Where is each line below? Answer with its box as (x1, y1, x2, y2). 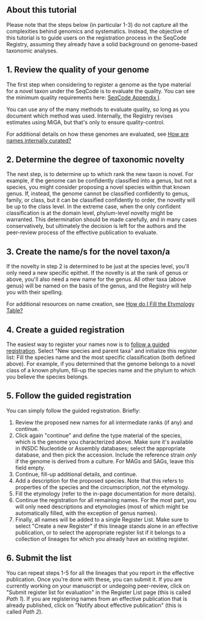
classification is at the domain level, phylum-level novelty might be (6, 210, 174, 217)
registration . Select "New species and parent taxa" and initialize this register (6, 347, 198, 355)
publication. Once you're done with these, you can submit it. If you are (6, 575, 183, 583)
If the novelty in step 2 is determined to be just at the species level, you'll (6, 263, 189, 270)
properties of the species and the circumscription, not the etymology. (15, 483, 190, 491)
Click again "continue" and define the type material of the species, (15, 431, 183, 439)
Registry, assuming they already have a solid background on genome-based (6, 40, 198, 48)
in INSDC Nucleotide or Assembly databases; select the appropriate (15, 444, 186, 452)
